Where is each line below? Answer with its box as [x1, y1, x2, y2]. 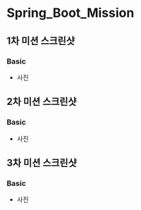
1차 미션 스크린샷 [6, 35, 75, 47]
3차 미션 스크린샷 [6, 156, 77, 168]
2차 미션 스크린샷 [6, 96, 77, 108]
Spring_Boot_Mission [6, 5, 135, 21]
